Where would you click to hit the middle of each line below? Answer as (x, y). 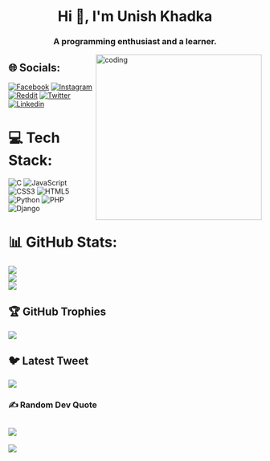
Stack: (31, 161)
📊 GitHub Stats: (63, 242)
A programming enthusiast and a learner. (135, 42)
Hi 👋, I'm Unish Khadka (135, 16)
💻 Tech (34, 138)
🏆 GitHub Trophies (57, 312)
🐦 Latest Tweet (49, 361)
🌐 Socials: (35, 67)
